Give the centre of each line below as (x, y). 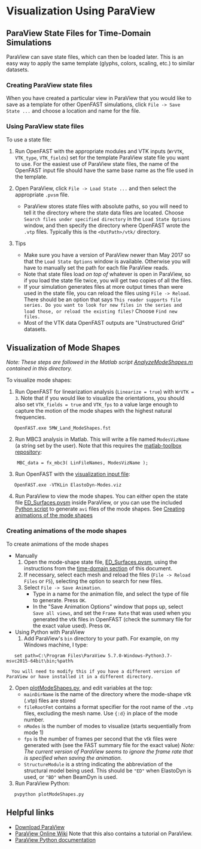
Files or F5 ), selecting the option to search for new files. (93, 581)
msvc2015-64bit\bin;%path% (40, 661)
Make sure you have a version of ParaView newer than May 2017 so (107, 255)
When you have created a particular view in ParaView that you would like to (99, 98)
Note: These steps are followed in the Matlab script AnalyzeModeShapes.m (100, 362)
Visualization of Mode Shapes (63, 348)
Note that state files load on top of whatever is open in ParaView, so (107, 274)
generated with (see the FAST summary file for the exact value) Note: (109, 745)
